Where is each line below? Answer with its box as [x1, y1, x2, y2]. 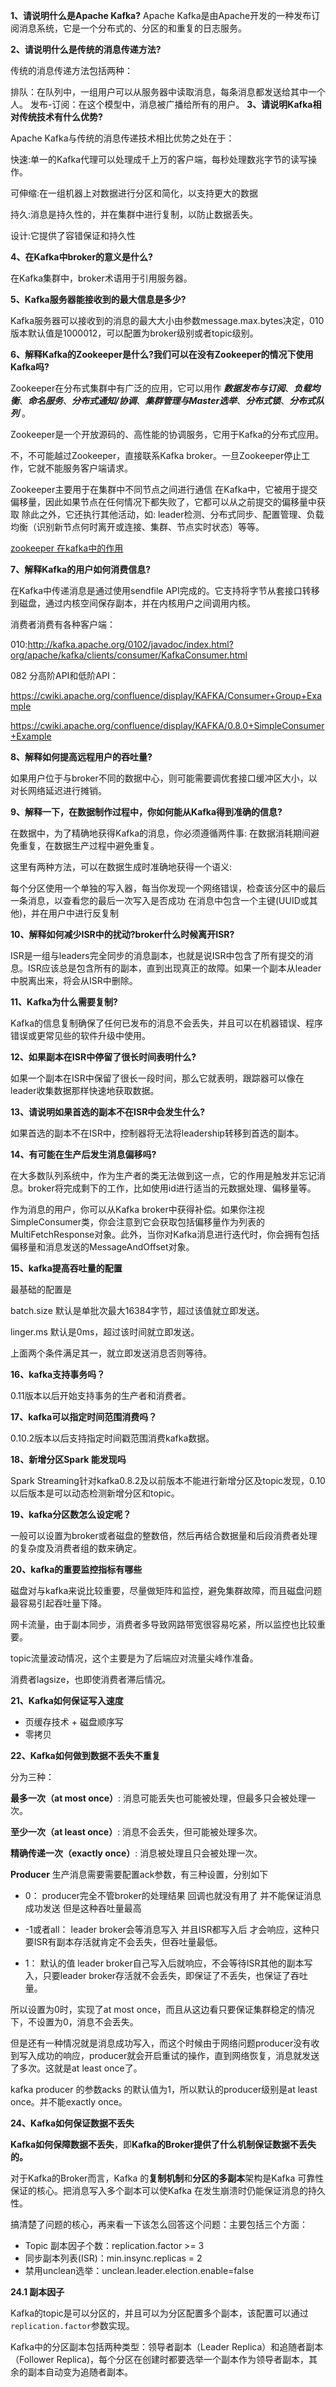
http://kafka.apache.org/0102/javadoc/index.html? [27, 639, 234, 650]
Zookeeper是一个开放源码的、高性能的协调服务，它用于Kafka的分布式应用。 [10, 429, 325, 440]
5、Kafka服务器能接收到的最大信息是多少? [10, 294, 187, 305]
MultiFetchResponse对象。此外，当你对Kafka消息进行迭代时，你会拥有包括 [10, 1229, 320, 1240]
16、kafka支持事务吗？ [10, 1369, 106, 1380]
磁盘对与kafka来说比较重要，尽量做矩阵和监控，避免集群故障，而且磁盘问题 [10, 1585, 323, 1596]
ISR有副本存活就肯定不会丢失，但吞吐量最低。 [33, 1936, 223, 1948]
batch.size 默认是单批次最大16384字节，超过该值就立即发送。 [10, 1305, 265, 1316]
